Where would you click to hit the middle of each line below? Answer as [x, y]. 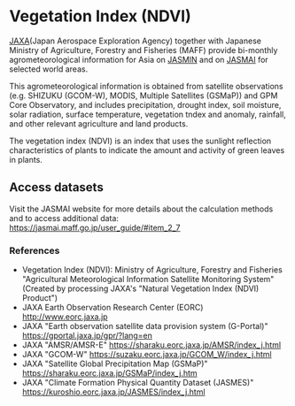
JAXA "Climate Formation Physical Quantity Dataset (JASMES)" [138, 383]
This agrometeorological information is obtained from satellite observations [146, 86]
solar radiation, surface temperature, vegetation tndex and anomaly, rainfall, [147, 114]
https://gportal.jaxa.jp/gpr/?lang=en [87, 336]
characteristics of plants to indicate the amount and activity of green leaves [147, 150]
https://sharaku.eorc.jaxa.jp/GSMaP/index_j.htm [109, 373]
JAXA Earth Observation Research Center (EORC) [113, 308]
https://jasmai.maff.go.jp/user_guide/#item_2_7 [95, 227]
